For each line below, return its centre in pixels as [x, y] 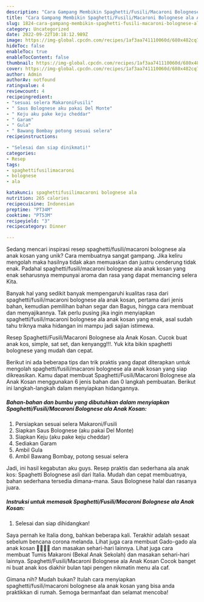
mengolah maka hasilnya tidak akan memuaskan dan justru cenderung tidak [101, 262]
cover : [15, 69]
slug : [13, 23]
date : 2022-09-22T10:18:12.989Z [47, 35]
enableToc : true [27, 52]
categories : [21, 153]
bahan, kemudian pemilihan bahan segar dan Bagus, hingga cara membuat [100, 306]
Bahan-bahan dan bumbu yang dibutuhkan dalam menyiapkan [88, 402]
